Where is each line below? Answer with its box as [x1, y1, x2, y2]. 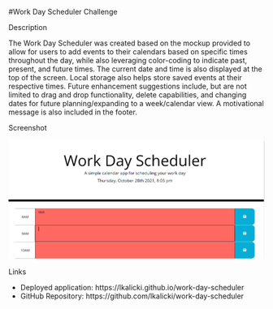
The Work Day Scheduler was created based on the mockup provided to [8, 38, 250, 48]
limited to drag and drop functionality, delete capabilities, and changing [8, 90, 247, 100]
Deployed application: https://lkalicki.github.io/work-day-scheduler [19, 283, 245, 293]
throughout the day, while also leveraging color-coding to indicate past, [8, 56, 248, 65]
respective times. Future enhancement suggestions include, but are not [8, 81, 248, 91]
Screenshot [8, 123, 47, 132]
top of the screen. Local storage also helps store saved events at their [8, 73, 242, 82]
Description [8, 23, 47, 32]
